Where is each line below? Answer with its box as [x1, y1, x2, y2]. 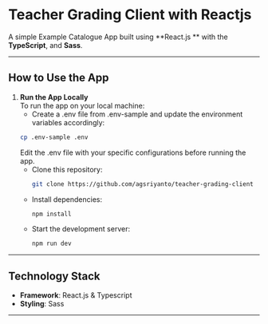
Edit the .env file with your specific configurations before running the [19, 148, 246, 157]
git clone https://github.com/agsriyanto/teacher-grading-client [31, 180, 254, 188]
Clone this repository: [31, 164, 103, 174]
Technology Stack [8, 269, 100, 283]
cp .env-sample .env [19, 133, 89, 141]
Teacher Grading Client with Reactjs [8, 6, 252, 24]
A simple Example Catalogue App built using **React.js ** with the [8, 32, 229, 41]
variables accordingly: [31, 117, 105, 127]
